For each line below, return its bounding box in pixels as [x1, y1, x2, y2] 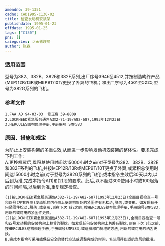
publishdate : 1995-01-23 [5, 21, 56, 26]
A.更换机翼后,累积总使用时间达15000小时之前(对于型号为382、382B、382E [5, 159, 159, 165]
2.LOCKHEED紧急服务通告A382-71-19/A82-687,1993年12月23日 [5, 117, 120, 122]
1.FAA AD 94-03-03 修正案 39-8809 [5, 112, 76, 117]
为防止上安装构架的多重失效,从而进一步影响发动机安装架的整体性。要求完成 [5, 147, 159, 153]
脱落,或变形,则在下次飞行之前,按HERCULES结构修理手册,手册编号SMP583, [29, 205, 160, 210]
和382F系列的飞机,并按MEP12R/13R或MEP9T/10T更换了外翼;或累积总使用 [5, 165, 154, 171]
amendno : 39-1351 [5, 7, 41, 12]
